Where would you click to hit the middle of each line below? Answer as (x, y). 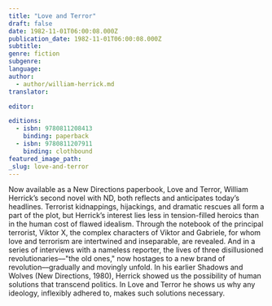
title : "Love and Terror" (52, 16)
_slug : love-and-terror (49, 166)
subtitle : (25, 46)
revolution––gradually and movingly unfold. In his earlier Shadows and (126, 267)
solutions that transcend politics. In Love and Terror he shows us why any (132, 285)
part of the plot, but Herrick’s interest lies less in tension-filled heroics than (134, 216)
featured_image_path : (45, 159)
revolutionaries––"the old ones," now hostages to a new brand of (117, 259)
